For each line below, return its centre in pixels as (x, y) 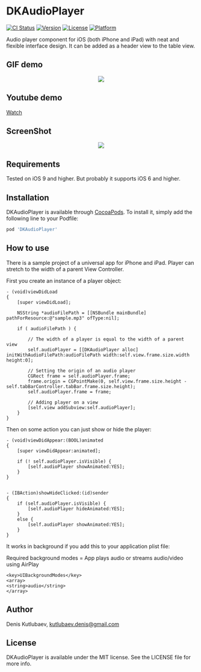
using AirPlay (23, 564)
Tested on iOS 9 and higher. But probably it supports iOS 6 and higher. (93, 179)
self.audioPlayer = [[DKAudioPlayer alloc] (83, 350)
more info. (19, 664)
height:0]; (20, 360)
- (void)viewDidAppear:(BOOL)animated (55, 440)
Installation (28, 198)
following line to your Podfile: (42, 218)
